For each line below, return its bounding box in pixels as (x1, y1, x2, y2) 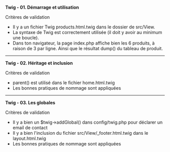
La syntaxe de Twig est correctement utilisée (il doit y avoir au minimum (12, 29, 162, 35)
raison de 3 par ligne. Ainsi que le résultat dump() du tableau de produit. (12, 46, 163, 51)
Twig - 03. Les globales (5, 100, 56, 105)
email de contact (12, 125, 48, 131)
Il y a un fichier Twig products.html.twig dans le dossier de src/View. (12, 24, 155, 30)
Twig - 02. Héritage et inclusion (5, 60, 73, 66)
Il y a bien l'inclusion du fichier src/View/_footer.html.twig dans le (12, 130, 148, 136)
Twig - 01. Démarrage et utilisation (5, 5, 79, 10)
